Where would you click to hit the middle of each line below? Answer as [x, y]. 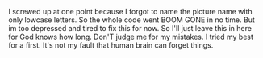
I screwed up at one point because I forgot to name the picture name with [130, 12]
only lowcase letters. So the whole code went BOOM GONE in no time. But [132, 20]
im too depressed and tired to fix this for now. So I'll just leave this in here [130, 28]
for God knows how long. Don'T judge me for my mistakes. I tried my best [131, 37]
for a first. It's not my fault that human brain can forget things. [111, 45]
